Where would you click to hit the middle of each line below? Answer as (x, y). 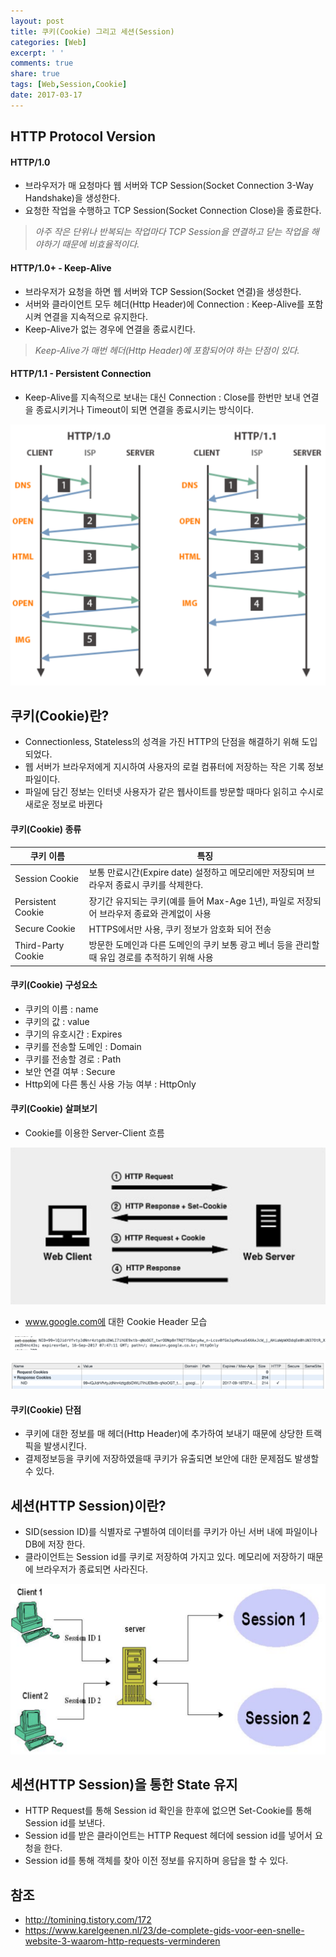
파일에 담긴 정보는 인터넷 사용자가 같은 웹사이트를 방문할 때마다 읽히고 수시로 (174, 792)
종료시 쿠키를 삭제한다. (159, 885)
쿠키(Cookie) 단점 (46, 1409)
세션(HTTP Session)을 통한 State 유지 (124, 1785)
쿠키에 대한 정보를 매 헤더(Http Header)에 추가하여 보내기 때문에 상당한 (164, 1434)
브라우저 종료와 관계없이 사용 (155, 913)
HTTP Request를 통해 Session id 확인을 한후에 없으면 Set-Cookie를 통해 (168, 1811)
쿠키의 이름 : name (61, 1009)
